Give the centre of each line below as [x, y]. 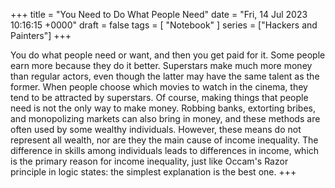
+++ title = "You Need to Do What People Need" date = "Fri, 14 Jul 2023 [159, 14]
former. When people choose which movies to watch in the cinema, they [159, 87]
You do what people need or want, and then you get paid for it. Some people [168, 55]
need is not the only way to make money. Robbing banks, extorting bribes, [163, 108]
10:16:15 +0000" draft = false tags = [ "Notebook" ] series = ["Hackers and [164, 25]
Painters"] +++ [41, 35]
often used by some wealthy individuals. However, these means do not [156, 129]
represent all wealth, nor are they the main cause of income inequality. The [164, 140]
